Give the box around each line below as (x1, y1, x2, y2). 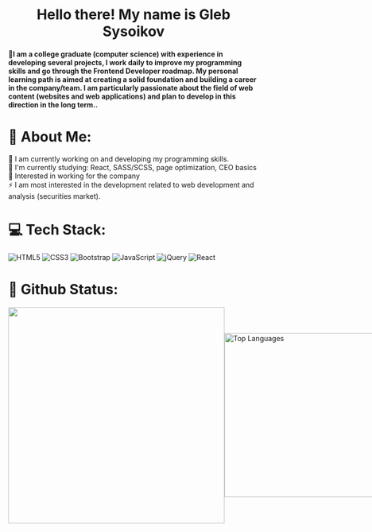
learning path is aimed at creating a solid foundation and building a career (8, 74, 257, 84)
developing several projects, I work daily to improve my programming (8, 57, 242, 67)
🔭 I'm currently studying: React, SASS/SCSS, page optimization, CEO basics (8, 162, 257, 172)
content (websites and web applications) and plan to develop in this (8, 91, 236, 101)
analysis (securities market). (8, 191, 101, 200)
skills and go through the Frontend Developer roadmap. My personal (8, 66, 238, 76)
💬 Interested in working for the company (8, 171, 141, 181)
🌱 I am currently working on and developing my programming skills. (8, 153, 229, 164)
